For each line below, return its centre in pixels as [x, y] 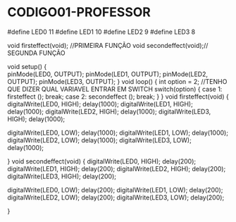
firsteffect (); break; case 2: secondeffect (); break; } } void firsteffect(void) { [118, 97]
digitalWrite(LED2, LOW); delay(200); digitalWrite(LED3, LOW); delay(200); [116, 197]
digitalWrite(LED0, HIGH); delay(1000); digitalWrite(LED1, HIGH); [100, 104]
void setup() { [27, 66]
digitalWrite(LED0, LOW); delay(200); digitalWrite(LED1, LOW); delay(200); [115, 190]
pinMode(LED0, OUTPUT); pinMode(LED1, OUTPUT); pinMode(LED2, [107, 74]
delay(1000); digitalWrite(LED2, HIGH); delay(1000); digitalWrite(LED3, [109, 111]
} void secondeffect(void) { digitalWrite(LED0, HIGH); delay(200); [102, 161]
